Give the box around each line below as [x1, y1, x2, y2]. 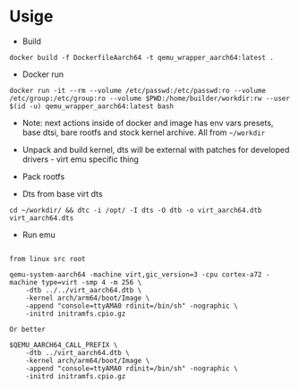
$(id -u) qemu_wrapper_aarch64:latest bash [9, 101, 175, 111]
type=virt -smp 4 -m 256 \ [41, 277, 142, 287]
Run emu [21, 229, 56, 240]
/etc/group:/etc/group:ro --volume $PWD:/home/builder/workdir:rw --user [9, 94, 291, 103]
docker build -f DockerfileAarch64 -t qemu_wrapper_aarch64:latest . [9, 53, 275, 62]
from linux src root [9, 254, 87, 263]
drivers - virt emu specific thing [21, 154, 139, 165]
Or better [9, 325, 47, 334]
